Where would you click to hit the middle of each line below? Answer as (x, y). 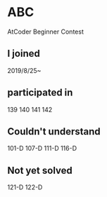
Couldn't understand (54, 131)
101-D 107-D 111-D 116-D (42, 149)
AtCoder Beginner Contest (46, 32)
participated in (40, 93)
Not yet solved (40, 170)
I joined (24, 54)
